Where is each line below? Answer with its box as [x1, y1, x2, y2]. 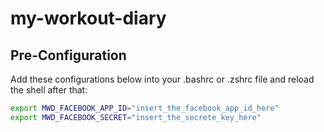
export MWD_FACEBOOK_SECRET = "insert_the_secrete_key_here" [10, 112, 262, 122]
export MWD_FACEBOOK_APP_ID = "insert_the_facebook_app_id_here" [10, 103, 280, 113]
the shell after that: [10, 84, 88, 96]
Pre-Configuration [10, 47, 127, 64]
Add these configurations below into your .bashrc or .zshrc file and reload [10, 73, 315, 85]
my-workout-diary [10, 7, 167, 30]
